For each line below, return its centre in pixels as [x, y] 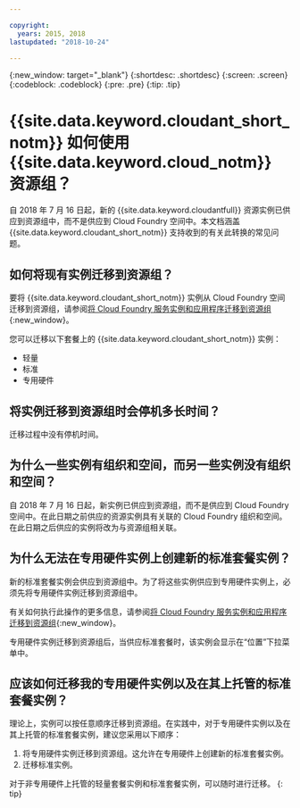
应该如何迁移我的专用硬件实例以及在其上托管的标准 [150, 683]
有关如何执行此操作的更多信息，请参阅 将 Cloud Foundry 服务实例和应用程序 [148, 612]
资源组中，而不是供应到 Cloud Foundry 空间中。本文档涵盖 [133, 221]
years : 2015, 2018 [52, 33]
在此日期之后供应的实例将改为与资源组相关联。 [95, 527]
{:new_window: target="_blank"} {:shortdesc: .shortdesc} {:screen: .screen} [149, 75]
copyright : [29, 25]
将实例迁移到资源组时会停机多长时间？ [115, 411]
